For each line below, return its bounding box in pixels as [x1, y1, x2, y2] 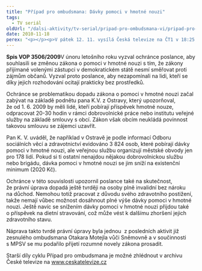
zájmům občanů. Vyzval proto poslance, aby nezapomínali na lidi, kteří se [6, 73, 188, 79]
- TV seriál [11, 20, 42, 26]
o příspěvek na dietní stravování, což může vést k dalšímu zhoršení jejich [6, 210, 187, 216]
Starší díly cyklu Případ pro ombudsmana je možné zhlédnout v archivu [6, 252, 183, 259]
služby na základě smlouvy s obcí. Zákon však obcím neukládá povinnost [6, 116, 188, 123]
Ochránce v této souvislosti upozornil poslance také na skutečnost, [6, 178, 173, 184]
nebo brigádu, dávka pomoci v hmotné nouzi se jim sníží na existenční [6, 160, 180, 166]
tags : [6, 14, 20, 20]
